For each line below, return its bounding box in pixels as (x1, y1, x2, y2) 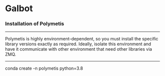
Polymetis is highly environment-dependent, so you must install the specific (5, 36, 159, 42)
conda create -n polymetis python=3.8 (5, 65, 83, 71)
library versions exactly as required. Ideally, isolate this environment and (5, 41, 151, 47)
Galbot (5, 3, 33, 14)
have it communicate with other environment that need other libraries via (5, 46, 152, 52)
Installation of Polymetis (5, 20, 65, 27)
